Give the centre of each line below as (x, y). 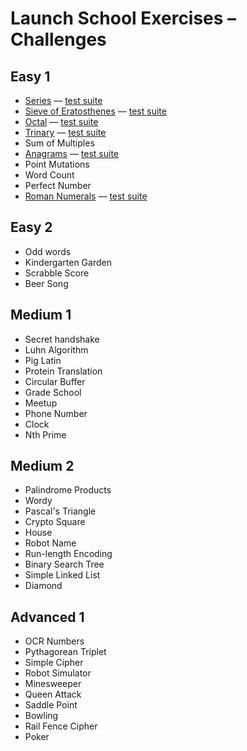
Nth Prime (45, 434)
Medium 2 (42, 466)
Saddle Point (51, 705)
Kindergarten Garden (68, 262)
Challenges (58, 39)
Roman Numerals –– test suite (86, 196)
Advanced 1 (47, 617)
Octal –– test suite (61, 121)
